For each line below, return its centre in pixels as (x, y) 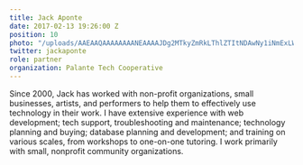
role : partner (36, 60)
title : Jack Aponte (46, 18)
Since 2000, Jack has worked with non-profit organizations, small (132, 93)
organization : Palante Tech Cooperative (87, 69)
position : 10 (34, 34)
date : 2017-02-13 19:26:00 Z (64, 26)
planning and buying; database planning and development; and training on (147, 132)
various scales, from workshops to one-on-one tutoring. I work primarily (143, 142)
